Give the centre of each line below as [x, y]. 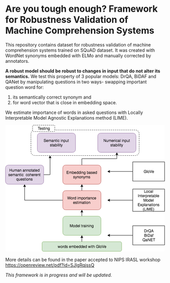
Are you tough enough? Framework [81, 9]
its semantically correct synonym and [52, 97]
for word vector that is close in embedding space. [65, 102]
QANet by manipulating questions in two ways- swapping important [76, 82]
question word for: [25, 87]
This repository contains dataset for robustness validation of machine [78, 44]
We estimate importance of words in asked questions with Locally [74, 112]
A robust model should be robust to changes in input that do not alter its [83, 71]
